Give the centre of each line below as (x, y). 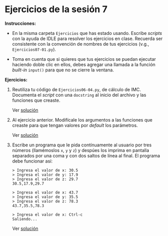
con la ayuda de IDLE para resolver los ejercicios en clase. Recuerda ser (87, 38)
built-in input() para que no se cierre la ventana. (63, 70)
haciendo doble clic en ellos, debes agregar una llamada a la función (83, 64)
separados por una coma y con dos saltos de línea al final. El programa (86, 155)
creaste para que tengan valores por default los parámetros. (75, 125)
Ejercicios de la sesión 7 (56, 9)
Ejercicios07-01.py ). (34, 49)
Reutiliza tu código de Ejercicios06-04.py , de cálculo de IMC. (76, 89)
